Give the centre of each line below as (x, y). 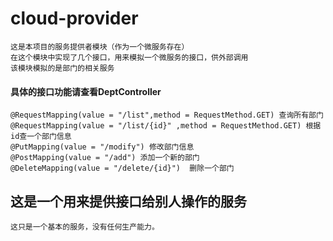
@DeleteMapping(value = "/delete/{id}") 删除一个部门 (122, 168)
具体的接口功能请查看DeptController (86, 91)
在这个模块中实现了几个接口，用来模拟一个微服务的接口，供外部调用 (129, 57)
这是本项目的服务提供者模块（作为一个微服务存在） (100, 47)
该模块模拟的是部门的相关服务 (62, 68)
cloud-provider (74, 18)
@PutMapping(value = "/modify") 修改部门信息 (102, 147)
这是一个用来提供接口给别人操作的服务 (128, 201)
